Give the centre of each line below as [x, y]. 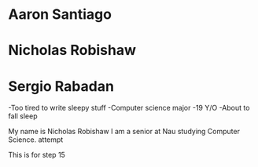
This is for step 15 [37, 155]
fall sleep [23, 116]
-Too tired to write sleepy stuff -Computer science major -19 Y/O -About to [129, 108]
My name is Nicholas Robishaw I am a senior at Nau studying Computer [124, 132]
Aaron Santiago [60, 15]
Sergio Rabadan [61, 86]
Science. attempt [36, 140]
